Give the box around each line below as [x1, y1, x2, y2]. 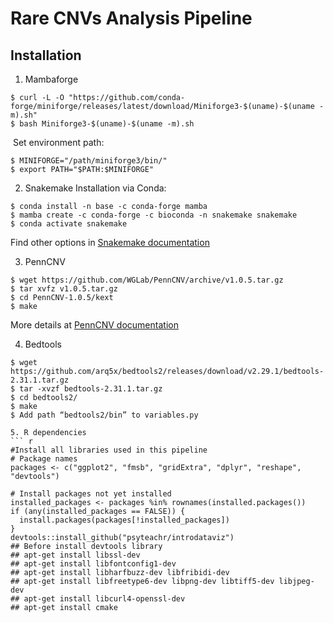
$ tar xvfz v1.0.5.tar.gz [10, 284, 118, 294]
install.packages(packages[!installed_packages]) [19, 515, 230, 525]
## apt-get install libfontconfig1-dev [10, 559, 177, 569]
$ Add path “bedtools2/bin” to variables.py [10, 410, 199, 420]
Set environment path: [12, 137, 105, 148]
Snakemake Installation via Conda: [24, 182, 167, 194]
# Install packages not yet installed [10, 489, 172, 499]
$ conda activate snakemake [10, 219, 128, 229]
